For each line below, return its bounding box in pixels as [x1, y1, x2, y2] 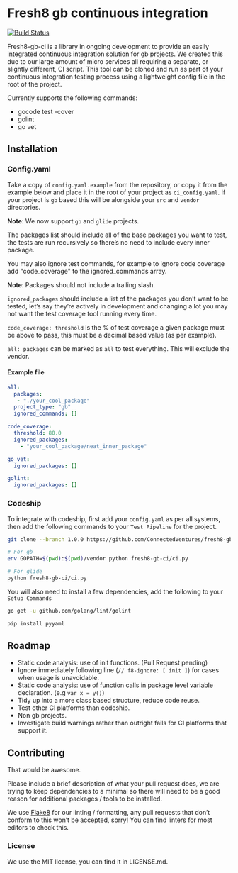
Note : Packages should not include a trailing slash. [7, 280, 156, 289]
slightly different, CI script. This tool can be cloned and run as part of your [7, 65, 224, 73]
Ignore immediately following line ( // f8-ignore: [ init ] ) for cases [17, 666, 220, 674]
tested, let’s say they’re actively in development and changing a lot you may [7, 301, 228, 310]
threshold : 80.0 [13, 430, 62, 437]
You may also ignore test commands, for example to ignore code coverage [7, 259, 225, 267]
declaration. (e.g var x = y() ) [17, 689, 105, 697]
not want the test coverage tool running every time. [7, 309, 157, 318]
